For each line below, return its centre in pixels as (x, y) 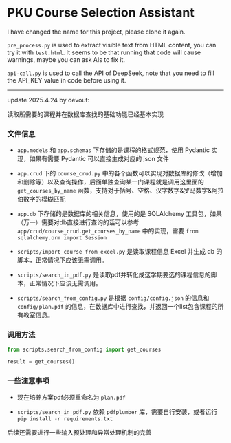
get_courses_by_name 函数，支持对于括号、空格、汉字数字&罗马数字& (114, 191)
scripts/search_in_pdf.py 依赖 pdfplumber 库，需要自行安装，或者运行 (117, 411)
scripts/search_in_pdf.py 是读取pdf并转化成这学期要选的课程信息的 (114, 275)
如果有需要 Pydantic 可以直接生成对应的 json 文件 (99, 159)
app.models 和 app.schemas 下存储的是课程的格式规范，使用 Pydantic (113, 150)
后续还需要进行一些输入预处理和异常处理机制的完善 (79, 432)
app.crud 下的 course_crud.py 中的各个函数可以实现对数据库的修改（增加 (120, 173)
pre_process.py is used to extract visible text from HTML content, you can (112, 45)
